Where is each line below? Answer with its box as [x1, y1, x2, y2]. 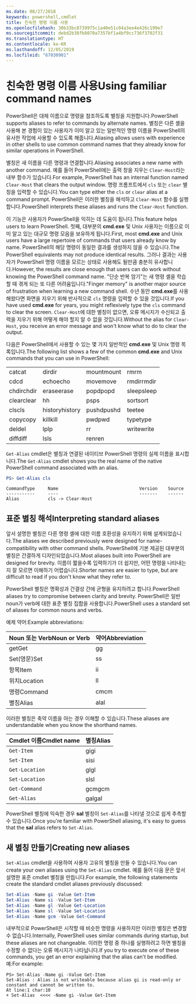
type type [127, 415, 152, 424]
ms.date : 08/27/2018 [6, 8, 57, 15]
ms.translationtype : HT [6, 36, 64, 42]
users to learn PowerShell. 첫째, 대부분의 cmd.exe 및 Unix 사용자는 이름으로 [6, 223, 184, 230]
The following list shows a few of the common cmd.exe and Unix [26, 348, 183, 355]
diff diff [9, 434, 27, 442]
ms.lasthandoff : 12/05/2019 [6, 47, 75, 53]
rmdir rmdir [127, 377, 156, 385]
